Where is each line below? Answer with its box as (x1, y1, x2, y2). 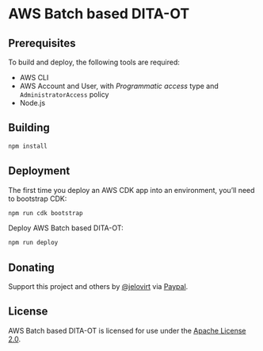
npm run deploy (8, 239, 59, 247)
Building (8, 121, 50, 135)
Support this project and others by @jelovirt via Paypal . (8, 282, 189, 291)
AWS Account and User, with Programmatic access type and (19, 81, 219, 91)
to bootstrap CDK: (8, 194, 67, 203)
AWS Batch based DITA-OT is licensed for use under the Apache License (8, 326, 246, 335)
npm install (8, 142, 48, 150)
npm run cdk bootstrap (8, 209, 83, 217)
